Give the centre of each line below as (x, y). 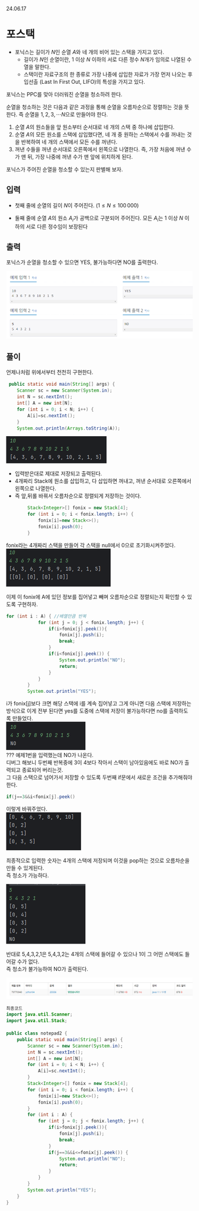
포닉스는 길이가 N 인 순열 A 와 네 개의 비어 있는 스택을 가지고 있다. (89, 52)
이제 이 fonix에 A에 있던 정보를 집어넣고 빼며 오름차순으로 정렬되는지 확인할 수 (96, 597)
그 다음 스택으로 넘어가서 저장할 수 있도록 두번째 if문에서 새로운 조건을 (87, 777)
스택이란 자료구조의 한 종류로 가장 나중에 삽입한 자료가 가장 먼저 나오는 (105, 74)
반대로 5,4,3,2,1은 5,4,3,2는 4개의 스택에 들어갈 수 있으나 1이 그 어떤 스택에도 (95, 954)
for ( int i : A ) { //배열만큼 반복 (46, 616)
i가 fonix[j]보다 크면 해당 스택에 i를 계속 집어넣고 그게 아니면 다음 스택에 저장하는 (99, 704)
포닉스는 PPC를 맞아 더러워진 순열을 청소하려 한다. (64, 94)
